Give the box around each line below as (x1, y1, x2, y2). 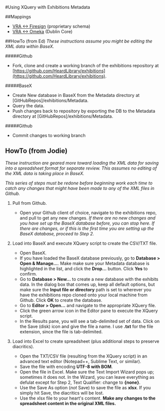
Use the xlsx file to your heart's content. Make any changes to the (19, 395, 156, 401)
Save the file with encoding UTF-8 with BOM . (19, 364, 113, 369)
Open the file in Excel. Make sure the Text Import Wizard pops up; (19, 368, 155, 375)
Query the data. (12, 103, 45, 108)
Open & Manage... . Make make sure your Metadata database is (19, 260, 150, 266)
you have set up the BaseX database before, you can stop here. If (19, 220, 155, 226)
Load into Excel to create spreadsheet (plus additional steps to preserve (12, 338, 160, 344)
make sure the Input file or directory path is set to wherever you (19, 286, 152, 292)
